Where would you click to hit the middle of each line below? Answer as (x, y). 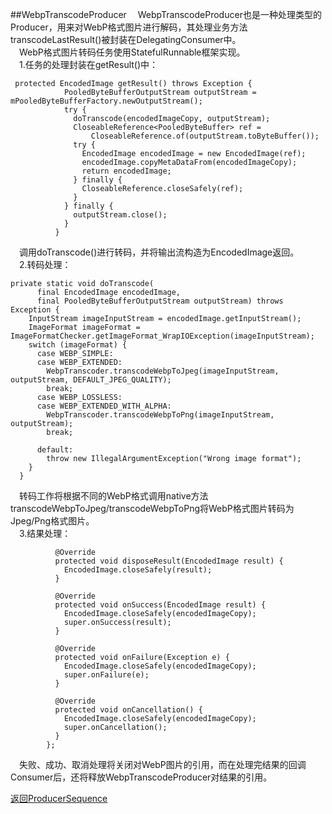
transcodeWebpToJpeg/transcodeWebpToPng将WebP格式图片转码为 (152, 508)
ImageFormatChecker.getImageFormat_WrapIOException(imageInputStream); (162, 336)
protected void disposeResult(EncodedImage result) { (169, 561)
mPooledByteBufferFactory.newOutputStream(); (106, 101)
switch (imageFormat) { (78, 345)
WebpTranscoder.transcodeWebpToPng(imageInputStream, (160, 415)
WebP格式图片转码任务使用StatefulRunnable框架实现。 (132, 52)
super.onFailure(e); (106, 675)
